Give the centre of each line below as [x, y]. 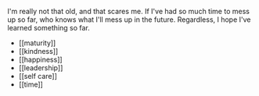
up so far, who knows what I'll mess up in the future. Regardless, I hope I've [129, 20]
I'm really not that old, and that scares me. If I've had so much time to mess [128, 11]
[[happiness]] [41, 59]
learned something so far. [49, 28]
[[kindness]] [38, 51]
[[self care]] [38, 76]
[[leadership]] [41, 68]
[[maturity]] [37, 43]
